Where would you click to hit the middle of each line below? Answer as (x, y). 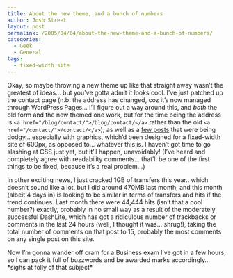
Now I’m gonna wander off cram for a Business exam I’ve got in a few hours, (116, 252)
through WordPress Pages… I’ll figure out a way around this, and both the (112, 107)
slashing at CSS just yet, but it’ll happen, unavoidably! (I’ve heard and (106, 152)
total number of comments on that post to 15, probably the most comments (114, 231)
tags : (15, 59)
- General (27, 53)
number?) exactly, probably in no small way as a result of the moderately (111, 209)
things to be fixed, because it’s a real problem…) (76, 166)
